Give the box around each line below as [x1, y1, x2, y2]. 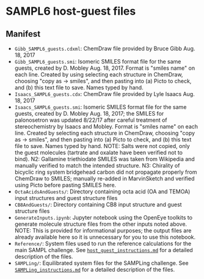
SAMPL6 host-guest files [5, 4, 136, 18]
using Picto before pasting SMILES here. [14, 182, 117, 188]
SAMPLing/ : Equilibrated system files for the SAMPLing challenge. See [14, 259, 189, 267]
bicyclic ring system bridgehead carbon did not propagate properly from [14, 168, 197, 176]
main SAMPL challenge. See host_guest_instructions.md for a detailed [14, 247, 193, 253]
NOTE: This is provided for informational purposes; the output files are [14, 227, 192, 234]
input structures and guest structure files [14, 195, 118, 201]
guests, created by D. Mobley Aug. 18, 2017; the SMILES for [14, 110, 164, 117]
